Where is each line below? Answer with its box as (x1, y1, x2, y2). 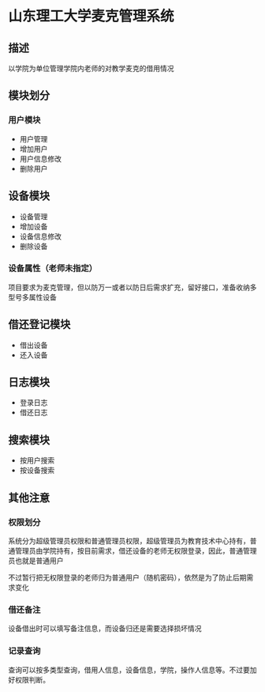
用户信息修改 (19, 153, 62, 163)
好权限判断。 (8, 675, 50, 684)
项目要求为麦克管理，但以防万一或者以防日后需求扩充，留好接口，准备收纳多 (8, 282, 257, 292)
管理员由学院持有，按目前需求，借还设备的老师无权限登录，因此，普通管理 (14, 546, 257, 555)
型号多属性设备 (8, 292, 57, 301)
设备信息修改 (19, 231, 62, 241)
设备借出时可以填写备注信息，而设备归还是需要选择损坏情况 (8, 624, 202, 633)
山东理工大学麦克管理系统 (8, 7, 175, 25)
